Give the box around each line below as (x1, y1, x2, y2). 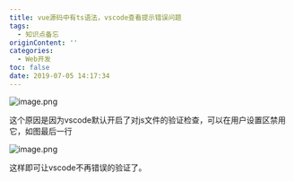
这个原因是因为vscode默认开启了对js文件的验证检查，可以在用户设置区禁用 (9, 114, 287, 125)
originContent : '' (9, 38, 78, 47)
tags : (9, 22, 30, 30)
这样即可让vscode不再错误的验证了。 (9, 162, 147, 173)
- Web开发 (17, 55, 51, 64)
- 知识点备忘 (17, 30, 60, 39)
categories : (9, 47, 54, 56)
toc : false (9, 64, 50, 73)
